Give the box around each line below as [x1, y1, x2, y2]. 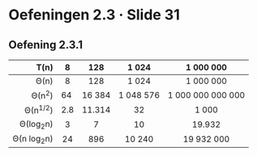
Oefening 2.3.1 [8, 38, 84, 52]
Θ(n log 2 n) [12, 133, 54, 146]
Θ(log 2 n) [19, 118, 54, 131]
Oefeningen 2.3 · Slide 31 [8, 6, 181, 24]
